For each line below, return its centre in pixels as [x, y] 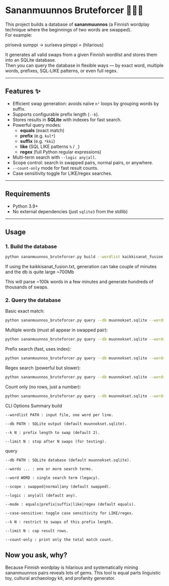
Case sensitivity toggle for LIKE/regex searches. [62, 173]
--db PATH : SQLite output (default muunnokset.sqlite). [66, 424]
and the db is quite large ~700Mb [40, 272]
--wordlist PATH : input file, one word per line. [59, 415]
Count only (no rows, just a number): [43, 386]
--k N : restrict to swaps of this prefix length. [59, 522]
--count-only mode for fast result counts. [55, 168]
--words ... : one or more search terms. [49, 469]
